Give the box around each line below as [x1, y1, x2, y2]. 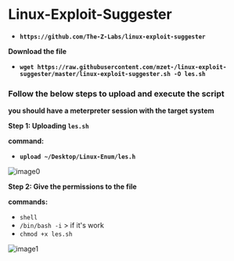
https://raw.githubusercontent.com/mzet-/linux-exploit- [37, 63, 227, 71]
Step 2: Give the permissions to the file [8, 182, 137, 191]
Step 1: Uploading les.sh [8, 121, 89, 131]
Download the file [8, 46, 67, 56]
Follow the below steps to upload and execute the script [8, 88, 225, 99]
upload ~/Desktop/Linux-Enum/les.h [19, 153, 136, 161]
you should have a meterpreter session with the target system [8, 106, 214, 115]
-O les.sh [173, 70, 206, 78]
